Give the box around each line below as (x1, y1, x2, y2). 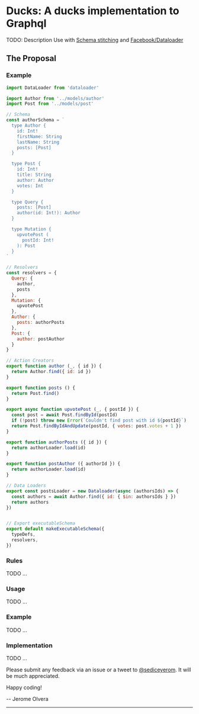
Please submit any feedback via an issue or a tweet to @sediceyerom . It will (6, 666, 191, 673)
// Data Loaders (6, 483, 46, 488)
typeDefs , (11, 532, 36, 538)
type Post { (11, 161, 41, 167)
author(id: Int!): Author (17, 210, 81, 216)
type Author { (11, 123, 46, 128)
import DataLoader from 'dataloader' (6, 85, 99, 91)
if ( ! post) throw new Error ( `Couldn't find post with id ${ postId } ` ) (11, 417, 187, 424)
